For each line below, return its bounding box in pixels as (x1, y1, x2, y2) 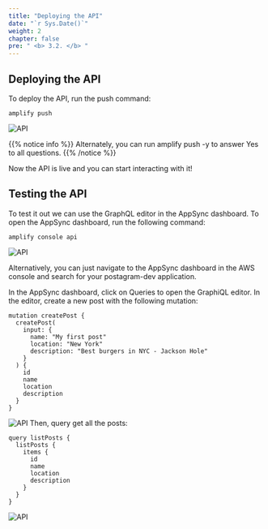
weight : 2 (8, 27, 42, 35)
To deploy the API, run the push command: (8, 93, 151, 103)
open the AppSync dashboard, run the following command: (8, 217, 206, 227)
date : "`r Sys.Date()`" (8, 19, 89, 28)
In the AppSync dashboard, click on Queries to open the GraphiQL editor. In (8, 287, 261, 297)
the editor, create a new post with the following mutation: (8, 295, 198, 305)
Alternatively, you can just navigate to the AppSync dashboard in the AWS (8, 263, 255, 273)
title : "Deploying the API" (8, 11, 104, 20)
